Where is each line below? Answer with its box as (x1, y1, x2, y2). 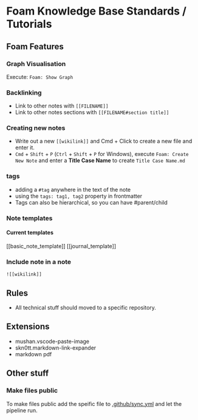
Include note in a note (6, 257, 72, 266)
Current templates (6, 229, 53, 236)
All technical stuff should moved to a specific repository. (15, 304, 157, 311)
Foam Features (6, 41, 64, 52)
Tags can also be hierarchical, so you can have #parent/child (15, 198, 168, 206)
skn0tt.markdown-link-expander (15, 344, 97, 351)
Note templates (6, 214, 53, 222)
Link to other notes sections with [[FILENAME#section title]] (15, 109, 169, 116)
